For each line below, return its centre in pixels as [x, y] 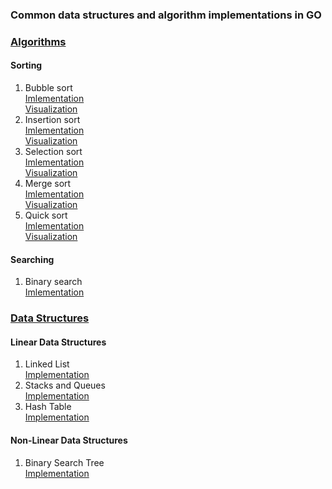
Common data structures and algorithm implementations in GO [166, 15]
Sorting [26, 65]
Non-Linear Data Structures [69, 440]
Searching [32, 259]
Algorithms [38, 41]
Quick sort [46, 215]
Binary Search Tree [64, 462]
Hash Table [48, 407]
